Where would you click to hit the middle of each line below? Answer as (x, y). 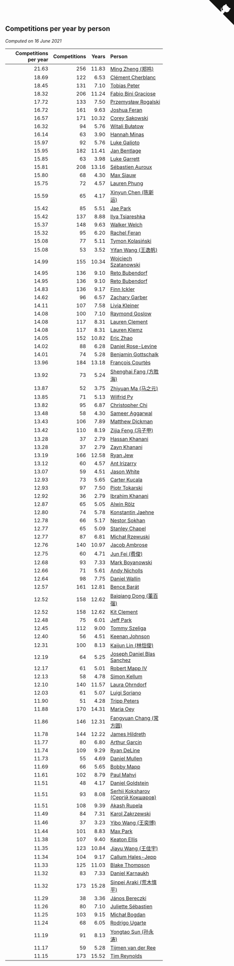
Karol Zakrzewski (130, 814)
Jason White (125, 471)
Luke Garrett (125, 159)
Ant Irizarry (123, 463)
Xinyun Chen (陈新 (132, 192)
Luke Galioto (125, 142)
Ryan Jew (122, 455)
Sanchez (120, 660)
